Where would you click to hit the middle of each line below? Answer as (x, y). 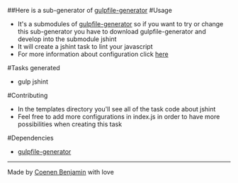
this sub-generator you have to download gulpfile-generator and (112, 32)
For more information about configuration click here (93, 54)
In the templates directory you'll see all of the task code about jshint (117, 109)
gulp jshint (33, 82)
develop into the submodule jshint (67, 39)
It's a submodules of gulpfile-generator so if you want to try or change (120, 24)
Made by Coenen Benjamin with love (61, 172)
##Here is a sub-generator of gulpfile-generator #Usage (90, 10)
